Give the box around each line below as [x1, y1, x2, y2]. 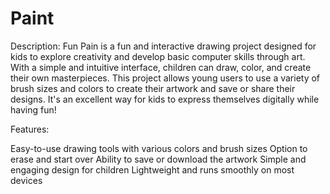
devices [10, 174, 43, 186]
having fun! [10, 103, 57, 116]
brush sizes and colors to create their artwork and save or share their [10, 82, 296, 94]
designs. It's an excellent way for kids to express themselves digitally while [10, 93, 320, 105]
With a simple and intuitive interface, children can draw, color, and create [10, 61, 312, 73]
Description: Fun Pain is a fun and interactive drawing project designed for [10, 40, 317, 52]
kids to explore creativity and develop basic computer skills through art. [10, 50, 306, 62]
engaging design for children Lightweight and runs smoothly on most [10, 163, 295, 176]
